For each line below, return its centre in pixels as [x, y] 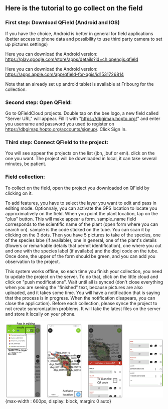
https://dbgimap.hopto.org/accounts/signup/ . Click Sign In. [66, 129]
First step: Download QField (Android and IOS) [62, 23]
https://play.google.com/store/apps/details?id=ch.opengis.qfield [72, 59]
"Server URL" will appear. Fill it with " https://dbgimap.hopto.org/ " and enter [83, 118]
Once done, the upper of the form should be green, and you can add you [80, 256]
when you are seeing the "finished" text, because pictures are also [74, 287]
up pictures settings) [27, 44]
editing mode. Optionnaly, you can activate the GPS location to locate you [81, 208]
